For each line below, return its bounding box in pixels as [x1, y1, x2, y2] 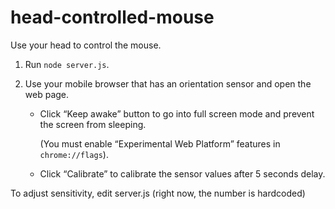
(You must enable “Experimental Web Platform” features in [39, 137, 281, 150]
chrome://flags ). [39, 148, 109, 160]
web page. [24, 88, 70, 100]
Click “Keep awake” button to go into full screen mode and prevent [39, 107, 315, 120]
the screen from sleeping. [39, 118, 147, 130]
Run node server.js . [24, 58, 110, 70]
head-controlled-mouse [10, 6, 215, 29]
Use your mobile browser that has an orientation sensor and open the [24, 77, 312, 90]
